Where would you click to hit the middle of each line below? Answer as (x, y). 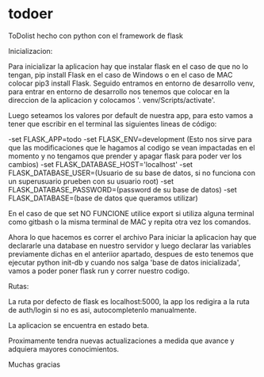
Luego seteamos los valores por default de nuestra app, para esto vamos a (131, 115)
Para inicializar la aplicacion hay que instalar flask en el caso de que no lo (128, 66)
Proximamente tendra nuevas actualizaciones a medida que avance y (121, 341)
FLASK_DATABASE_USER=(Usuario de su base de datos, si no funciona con (132, 173)
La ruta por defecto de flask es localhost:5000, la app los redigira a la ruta (129, 301)
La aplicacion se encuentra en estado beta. (78, 325)
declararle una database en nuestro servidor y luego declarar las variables (130, 246)
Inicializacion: (31, 51)
